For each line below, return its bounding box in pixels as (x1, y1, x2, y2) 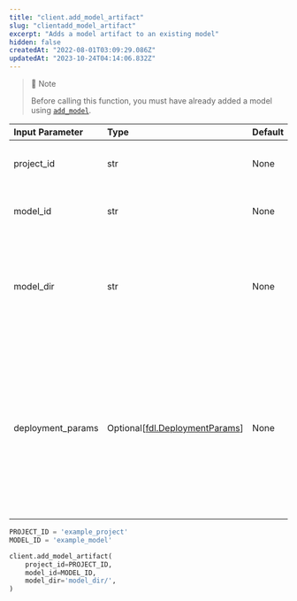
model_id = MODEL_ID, (25, 568, 97, 577)
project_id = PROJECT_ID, (25, 559, 113, 569)
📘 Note (30, 79, 57, 89)
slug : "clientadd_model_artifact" (9, 21, 137, 30)
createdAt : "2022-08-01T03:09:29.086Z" (9, 46, 156, 55)
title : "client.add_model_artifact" (9, 12, 144, 22)
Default (251, 126, 285, 138)
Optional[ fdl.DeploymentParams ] (107, 422, 244, 434)
